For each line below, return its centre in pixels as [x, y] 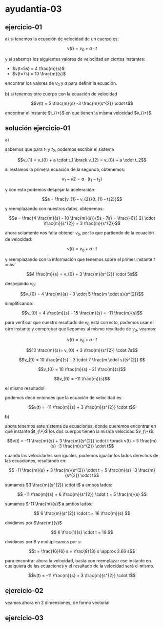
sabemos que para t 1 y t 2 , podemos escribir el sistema [60, 150]
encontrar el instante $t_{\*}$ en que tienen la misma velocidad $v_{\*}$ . [79, 113]
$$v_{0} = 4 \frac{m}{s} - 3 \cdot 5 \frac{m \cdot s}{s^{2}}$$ [82, 294]
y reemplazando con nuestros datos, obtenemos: [54, 209]
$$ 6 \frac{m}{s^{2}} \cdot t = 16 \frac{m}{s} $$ [82, 513]
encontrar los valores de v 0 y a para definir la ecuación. [61, 83]
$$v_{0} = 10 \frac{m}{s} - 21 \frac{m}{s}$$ [82, 369]
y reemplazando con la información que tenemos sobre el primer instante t [80, 259]
